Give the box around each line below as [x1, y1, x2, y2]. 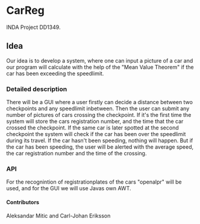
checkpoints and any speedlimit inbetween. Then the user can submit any [6, 105, 190, 112]
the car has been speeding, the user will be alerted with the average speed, [6, 143, 194, 151]
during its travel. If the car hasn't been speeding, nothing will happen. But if [6, 137, 193, 145]
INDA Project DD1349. [6, 23, 61, 31]
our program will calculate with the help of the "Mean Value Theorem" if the [6, 63, 194, 70]
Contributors [6, 198, 40, 205]
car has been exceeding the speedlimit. [6, 70, 104, 77]
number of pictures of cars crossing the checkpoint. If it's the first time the [6, 111, 192, 119]
